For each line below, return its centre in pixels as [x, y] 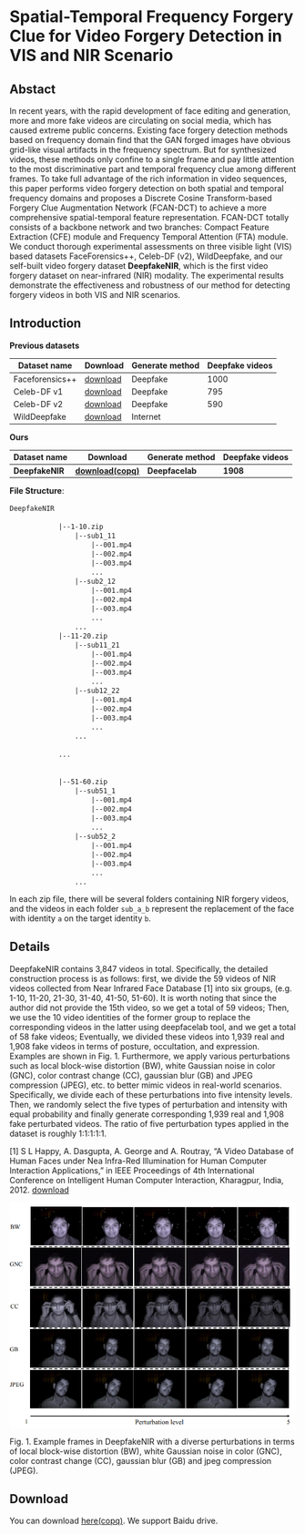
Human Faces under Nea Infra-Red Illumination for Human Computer [138, 1161]
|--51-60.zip [82, 782]
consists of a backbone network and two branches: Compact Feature [140, 227]
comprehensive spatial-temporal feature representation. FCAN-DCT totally [149, 217]
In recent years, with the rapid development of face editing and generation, [150, 111]
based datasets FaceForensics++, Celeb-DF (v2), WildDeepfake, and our [146, 256]
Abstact [33, 89]
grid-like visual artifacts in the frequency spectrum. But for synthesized [143, 149]
